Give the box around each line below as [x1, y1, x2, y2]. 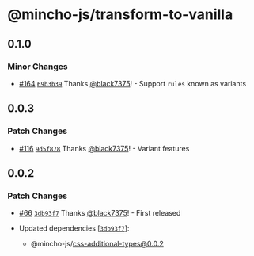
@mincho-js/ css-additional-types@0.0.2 [30, 239, 164, 249]
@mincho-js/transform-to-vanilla [7, 6, 233, 24]
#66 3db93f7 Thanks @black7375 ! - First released [18, 208, 181, 218]
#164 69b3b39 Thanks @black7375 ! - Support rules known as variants [18, 78, 247, 88]
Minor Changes [7, 61, 68, 72]
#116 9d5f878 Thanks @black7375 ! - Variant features [18, 143, 190, 153]
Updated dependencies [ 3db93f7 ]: [18, 224, 130, 233]
